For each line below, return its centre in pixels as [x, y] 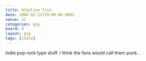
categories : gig [23, 24]
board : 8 [15, 29]
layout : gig [18, 34]
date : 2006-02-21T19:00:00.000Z [40, 15]
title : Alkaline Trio [28, 10]
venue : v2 [16, 19]
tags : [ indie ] [20, 39]
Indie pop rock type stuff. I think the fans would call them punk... [73, 53]
